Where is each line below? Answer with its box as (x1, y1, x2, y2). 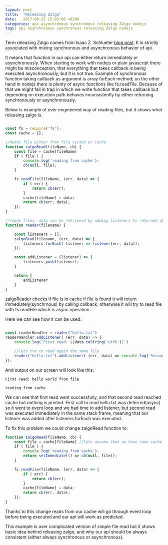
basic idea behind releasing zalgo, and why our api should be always (5, 529, 147, 535)
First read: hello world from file (5, 377, 79, 382)
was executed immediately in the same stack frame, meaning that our (5, 410, 148, 416)
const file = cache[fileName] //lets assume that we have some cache (14, 439, 162, 445)
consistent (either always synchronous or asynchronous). (5, 534, 124, 540)
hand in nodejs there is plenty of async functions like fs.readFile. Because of (5, 81, 163, 87)
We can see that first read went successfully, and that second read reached (5, 394, 161, 400)
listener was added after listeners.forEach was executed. (5, 415, 122, 421)
